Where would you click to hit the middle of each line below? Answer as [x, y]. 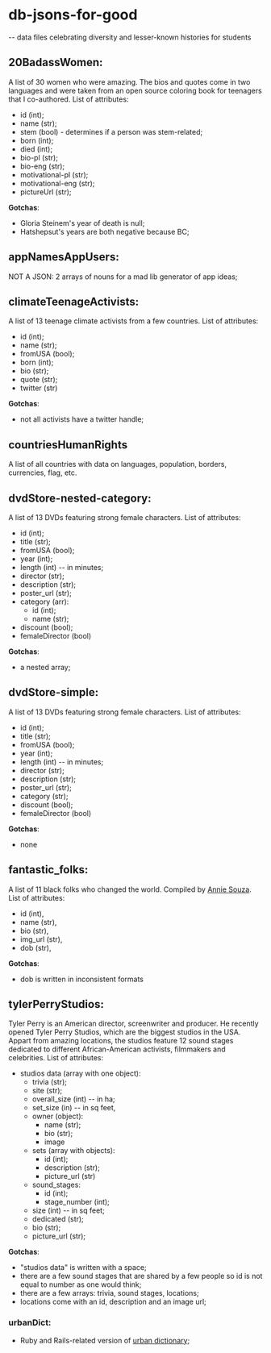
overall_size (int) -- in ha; [73, 1099]
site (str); [47, 1091]
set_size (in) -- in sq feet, [74, 1108]
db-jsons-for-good [73, 15]
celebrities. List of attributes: [56, 1058]
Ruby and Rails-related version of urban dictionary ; [105, 1340]
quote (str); [39, 380]
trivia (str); [49, 1082]
